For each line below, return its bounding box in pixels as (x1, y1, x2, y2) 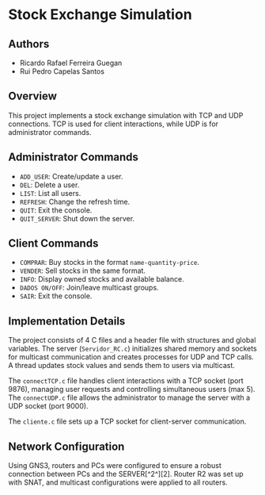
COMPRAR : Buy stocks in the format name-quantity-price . (19, 258, 200, 267)
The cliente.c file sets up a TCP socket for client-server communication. (8, 416, 247, 426)
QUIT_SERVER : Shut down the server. (19, 213, 135, 223)
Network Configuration (8, 439, 125, 453)
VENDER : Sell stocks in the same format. (19, 266, 146, 275)
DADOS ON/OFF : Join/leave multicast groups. (19, 283, 160, 293)
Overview (8, 90, 58, 103)
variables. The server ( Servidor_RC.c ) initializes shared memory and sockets (8, 343, 257, 354)
